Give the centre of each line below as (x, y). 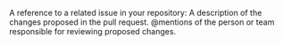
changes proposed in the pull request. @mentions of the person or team (142, 22)
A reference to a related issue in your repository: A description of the (136, 13)
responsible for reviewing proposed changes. (93, 31)
